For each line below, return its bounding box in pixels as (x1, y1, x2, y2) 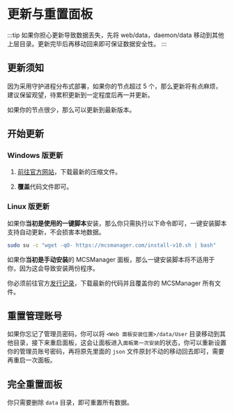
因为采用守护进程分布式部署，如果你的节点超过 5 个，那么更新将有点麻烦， (7, 82, 222, 90)
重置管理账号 (7, 310, 63, 321)
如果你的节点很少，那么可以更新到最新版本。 (7, 106, 136, 114)
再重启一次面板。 (7, 356, 56, 364)
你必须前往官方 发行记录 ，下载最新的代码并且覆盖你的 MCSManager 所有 (7, 279, 215, 287)
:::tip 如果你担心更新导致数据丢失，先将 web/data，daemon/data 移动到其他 (7, 31, 224, 39)
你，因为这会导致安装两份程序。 (7, 263, 99, 273)
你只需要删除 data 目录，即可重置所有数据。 (7, 398, 134, 407)
